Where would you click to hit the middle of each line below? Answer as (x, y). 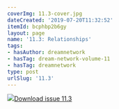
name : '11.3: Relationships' (49, 40)
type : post (23, 72)
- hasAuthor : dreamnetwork (46, 53)
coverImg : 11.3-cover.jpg (45, 14)
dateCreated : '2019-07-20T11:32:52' (60, 20)
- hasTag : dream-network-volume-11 (59, 59)
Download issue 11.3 (43, 99)
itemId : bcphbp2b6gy (37, 26)
